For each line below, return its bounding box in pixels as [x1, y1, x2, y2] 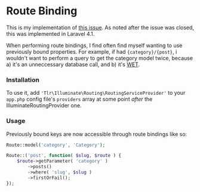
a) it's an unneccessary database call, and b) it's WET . [6, 61, 140, 68]
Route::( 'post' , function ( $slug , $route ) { [6, 153, 121, 159]
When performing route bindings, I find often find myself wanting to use [6, 42, 183, 49]
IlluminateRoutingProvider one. [6, 102, 82, 109]
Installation [6, 76, 40, 84]
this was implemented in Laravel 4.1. [6, 30, 95, 37]
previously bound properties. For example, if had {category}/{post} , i [6, 48, 177, 55]
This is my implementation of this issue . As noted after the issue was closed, [6, 24, 195, 31]
